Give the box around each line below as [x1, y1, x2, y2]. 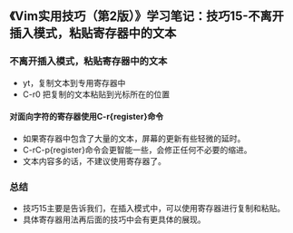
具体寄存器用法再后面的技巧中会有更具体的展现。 [22, 214, 206, 225]
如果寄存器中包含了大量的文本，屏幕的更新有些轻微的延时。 [22, 132, 246, 143]
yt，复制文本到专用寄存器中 [22, 77, 126, 88]
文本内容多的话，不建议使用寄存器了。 [22, 155, 166, 166]
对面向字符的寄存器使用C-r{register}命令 [9, 112, 164, 122]
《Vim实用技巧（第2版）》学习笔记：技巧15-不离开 [9, 8, 284, 24]
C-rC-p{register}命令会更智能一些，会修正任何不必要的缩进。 [22, 144, 252, 155]
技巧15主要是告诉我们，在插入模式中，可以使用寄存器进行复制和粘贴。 [22, 203, 286, 214]
